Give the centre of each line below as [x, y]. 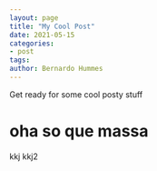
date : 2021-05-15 [42, 35]
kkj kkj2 [24, 156]
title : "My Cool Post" [52, 26]
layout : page [34, 18]
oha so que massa [79, 131]
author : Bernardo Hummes [56, 69]
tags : [20, 60]
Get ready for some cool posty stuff [76, 94]
